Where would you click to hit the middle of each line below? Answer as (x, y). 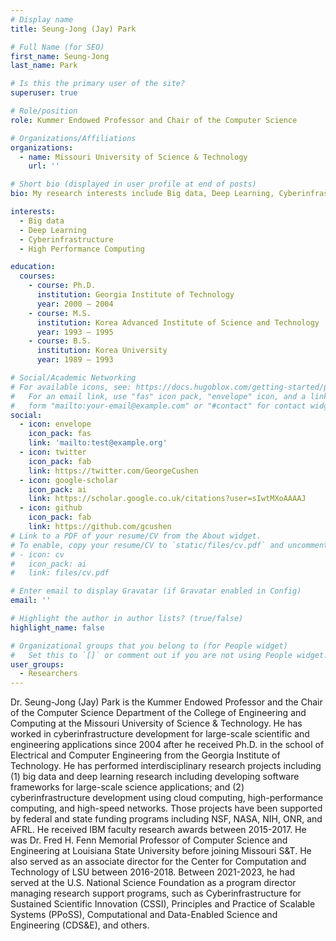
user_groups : (37, 664)
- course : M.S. (60, 313)
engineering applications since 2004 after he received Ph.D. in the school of (167, 745)
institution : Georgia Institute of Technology (135, 295)
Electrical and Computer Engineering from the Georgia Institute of (145, 755)
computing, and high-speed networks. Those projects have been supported (166, 808)
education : (33, 267)
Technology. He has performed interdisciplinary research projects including (166, 766)
